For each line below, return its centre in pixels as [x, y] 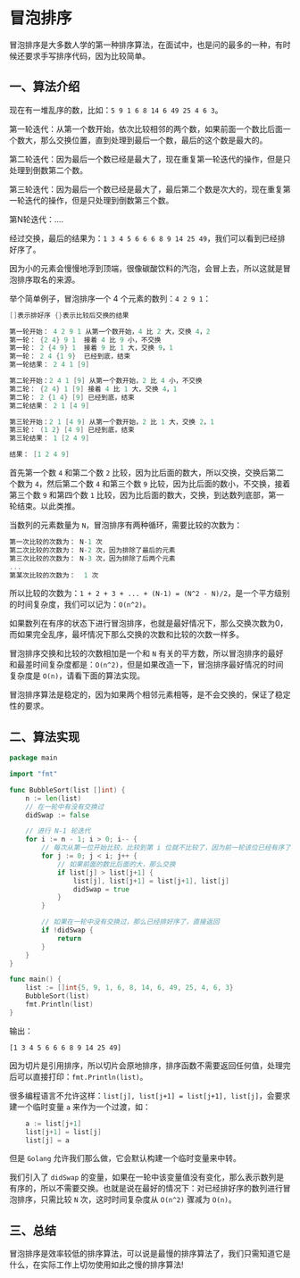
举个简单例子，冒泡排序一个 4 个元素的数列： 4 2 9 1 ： [110, 298]
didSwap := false [58, 815]
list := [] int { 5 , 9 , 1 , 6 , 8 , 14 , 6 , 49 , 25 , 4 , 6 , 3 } [129, 988]
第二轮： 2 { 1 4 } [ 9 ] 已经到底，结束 [72, 397]
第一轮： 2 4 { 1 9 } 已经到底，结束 [70, 357]
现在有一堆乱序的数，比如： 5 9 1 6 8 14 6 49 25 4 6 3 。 [116, 110]
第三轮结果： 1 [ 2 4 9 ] [50, 438]
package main [33, 758]
